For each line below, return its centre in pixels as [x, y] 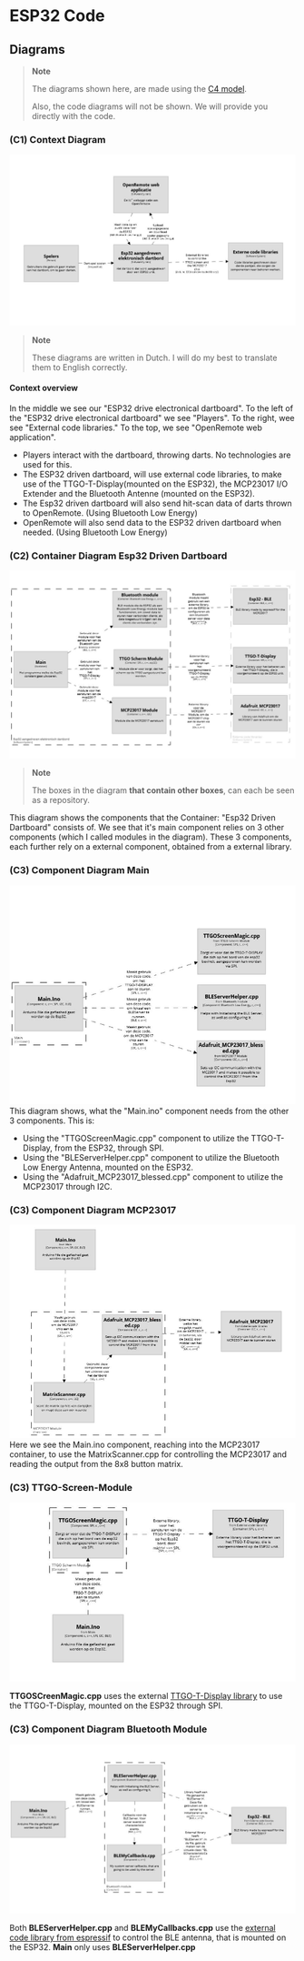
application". [33, 437]
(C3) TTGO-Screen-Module [71, 1487]
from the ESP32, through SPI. [109, 1148]
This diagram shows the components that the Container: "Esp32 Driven [143, 818]
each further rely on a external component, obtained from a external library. [151, 847]
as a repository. [61, 800]
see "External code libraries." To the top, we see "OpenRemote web [136, 427]
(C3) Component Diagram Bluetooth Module [108, 1729]
